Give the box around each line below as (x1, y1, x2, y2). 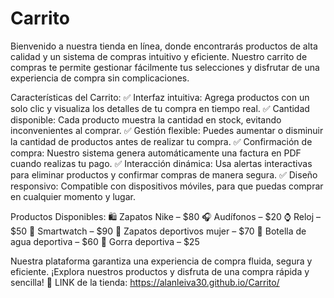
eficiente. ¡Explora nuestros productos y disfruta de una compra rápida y (10, 265, 310, 277)
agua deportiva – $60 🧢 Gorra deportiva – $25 (10, 235, 200, 247)
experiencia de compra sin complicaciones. (10, 72, 190, 84)
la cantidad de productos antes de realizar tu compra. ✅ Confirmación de (10, 135, 313, 147)
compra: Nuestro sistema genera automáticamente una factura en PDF (10, 147, 302, 159)
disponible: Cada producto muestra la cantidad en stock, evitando (10, 113, 282, 126)
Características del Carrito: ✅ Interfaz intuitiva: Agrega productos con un (10, 91, 310, 103)
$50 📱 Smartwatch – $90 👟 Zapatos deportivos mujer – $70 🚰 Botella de (10, 225, 307, 237)
